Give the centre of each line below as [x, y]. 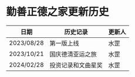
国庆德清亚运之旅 [73, 54]
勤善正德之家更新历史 [58, 12]
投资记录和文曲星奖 [76, 65]
